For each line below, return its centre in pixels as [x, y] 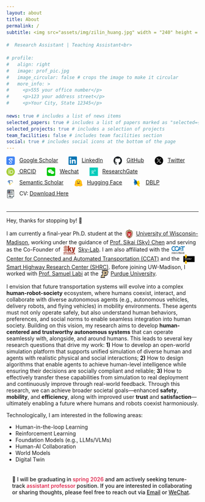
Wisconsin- [184, 233]
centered [18, 332]
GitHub [135, 160]
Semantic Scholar [41, 182]
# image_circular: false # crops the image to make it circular [92, 77]
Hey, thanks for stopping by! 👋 [44, 220]
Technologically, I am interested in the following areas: [75, 415]
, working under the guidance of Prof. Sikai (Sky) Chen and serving [112, 242]
